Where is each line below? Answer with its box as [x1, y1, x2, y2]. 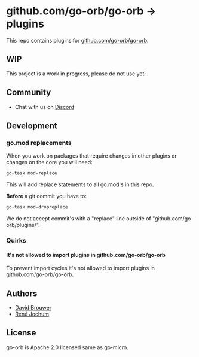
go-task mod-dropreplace [6, 204, 68, 210]
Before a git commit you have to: [6, 193, 87, 200]
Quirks [6, 236, 26, 244]
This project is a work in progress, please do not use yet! [6, 70, 146, 77]
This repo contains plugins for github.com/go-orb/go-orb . [6, 37, 149, 44]
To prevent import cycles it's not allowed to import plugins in [6, 265, 155, 272]
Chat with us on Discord [14, 103, 75, 110]
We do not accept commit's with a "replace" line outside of [6, 215, 151, 222]
